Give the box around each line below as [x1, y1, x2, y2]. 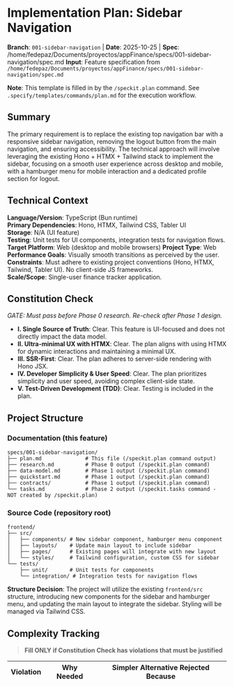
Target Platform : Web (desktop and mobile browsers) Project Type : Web [7, 243, 217, 251]
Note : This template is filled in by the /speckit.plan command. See [7, 83, 200, 92]
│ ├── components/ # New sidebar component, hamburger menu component [7, 536, 223, 543]
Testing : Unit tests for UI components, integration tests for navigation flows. [7, 236, 226, 244]
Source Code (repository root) [7, 508, 111, 517]
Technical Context [7, 194, 88, 207]
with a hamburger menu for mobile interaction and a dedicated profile [7, 166, 207, 176]
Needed [56, 671, 84, 681]
